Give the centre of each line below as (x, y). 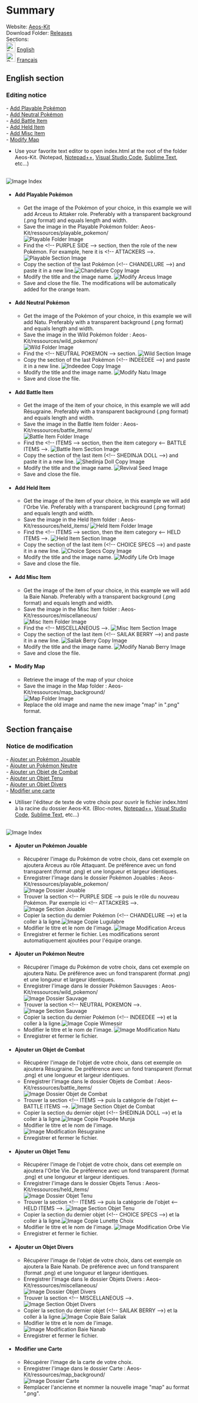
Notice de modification (39, 746)
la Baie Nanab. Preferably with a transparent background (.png (99, 596)
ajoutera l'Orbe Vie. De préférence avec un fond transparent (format (106, 1171)
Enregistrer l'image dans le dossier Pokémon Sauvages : (92, 986)
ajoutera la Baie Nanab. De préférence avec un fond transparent (101, 1266)
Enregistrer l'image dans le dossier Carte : (74, 1368)
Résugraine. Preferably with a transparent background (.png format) (106, 411)
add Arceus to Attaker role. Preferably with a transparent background (107, 214)
